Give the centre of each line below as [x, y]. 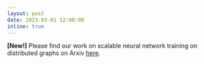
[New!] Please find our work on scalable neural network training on [102, 46]
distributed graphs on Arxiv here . [54, 53]
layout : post [26, 13]
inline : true [26, 26]
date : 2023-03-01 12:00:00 [46, 20]
